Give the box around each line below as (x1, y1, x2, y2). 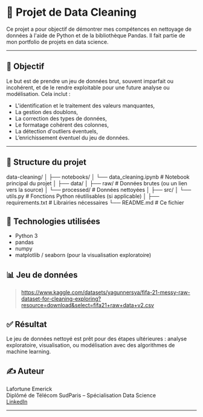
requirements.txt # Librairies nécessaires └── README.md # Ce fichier (6, 199, 184, 206)
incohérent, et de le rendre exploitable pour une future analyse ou (6, 84, 170, 91)
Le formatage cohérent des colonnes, (14, 121, 109, 129)
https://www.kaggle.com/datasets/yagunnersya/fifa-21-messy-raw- (21, 289, 190, 296)
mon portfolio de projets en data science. (6, 38, 109, 45)
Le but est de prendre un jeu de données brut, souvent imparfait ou (6, 77, 174, 84)
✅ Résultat (6, 319, 47, 329)
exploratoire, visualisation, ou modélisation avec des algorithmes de (6, 342, 175, 349)
